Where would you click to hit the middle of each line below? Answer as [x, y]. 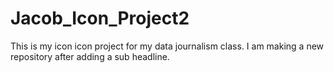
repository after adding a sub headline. [90, 56]
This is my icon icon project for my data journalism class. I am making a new [167, 46]
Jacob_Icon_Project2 [100, 18]
